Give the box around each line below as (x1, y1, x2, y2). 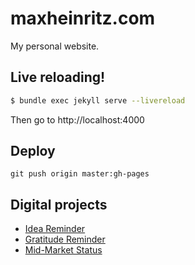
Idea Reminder (24, 223, 86, 235)
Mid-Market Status (24, 244, 103, 256)
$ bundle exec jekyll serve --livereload (10, 95, 186, 106)
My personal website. (10, 40, 100, 52)
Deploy (10, 143, 56, 160)
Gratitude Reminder (24, 233, 106, 246)
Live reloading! (10, 69, 106, 86)
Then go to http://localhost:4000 (10, 113, 145, 126)
